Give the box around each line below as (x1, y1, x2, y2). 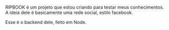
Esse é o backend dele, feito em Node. (5, 19, 87, 25)
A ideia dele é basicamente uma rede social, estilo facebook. (5, 9, 133, 15)
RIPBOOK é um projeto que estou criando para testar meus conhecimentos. (5, 4, 164, 10)
